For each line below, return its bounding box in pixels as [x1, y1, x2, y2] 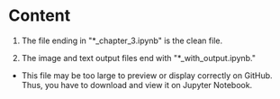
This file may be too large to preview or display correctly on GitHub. [21, 69, 273, 81]
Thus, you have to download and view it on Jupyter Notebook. [21, 79, 253, 90]
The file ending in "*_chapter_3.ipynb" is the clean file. [21, 35, 222, 46]
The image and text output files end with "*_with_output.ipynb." [21, 52, 257, 63]
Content [8, 5, 71, 26]
